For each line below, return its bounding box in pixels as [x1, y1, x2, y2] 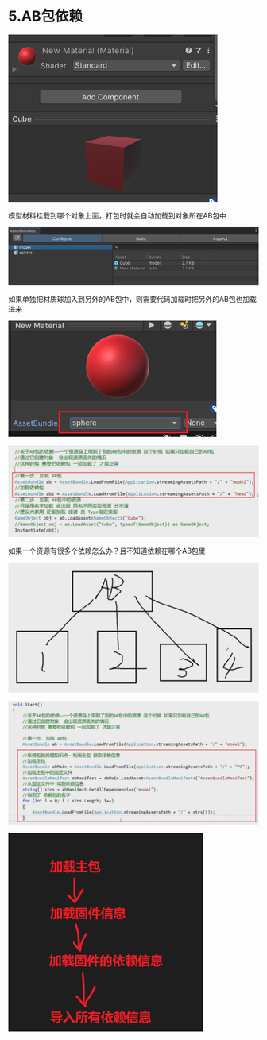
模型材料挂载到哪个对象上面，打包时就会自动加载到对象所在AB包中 [8, 211, 226, 220]
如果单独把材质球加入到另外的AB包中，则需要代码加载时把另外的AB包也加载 [8, 294, 257, 303]
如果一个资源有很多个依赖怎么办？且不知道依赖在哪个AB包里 [8, 546, 206, 556]
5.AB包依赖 [8, 7, 83, 25]
